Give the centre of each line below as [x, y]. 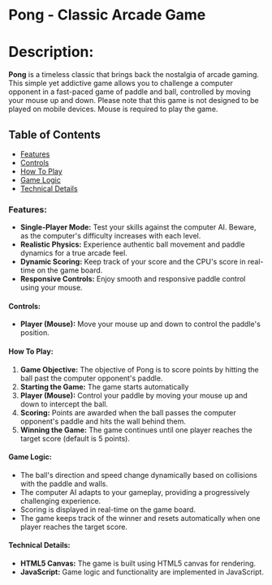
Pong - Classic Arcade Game [107, 15]
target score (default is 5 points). [75, 438]
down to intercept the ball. [64, 404]
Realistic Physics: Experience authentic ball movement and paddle [132, 244]
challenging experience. [60, 501]
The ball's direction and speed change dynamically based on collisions [138, 475]
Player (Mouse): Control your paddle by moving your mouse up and [134, 395]
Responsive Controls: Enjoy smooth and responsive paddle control [133, 279]
